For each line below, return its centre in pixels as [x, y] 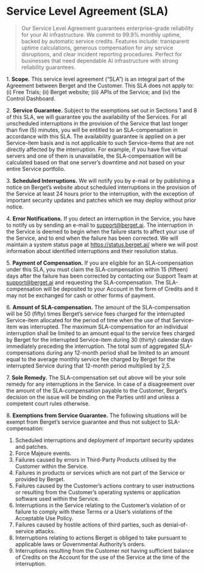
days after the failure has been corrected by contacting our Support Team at [102, 276]
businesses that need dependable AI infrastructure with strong [100, 61]
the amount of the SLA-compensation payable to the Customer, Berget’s [97, 390]
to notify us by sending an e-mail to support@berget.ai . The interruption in [100, 225]
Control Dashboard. [31, 98]
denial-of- [175, 525]
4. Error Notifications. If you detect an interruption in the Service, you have [101, 218]
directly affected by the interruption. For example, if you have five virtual [97, 149]
